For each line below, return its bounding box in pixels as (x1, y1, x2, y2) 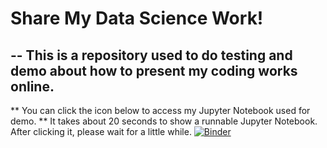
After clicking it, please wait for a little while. (10, 126, 192, 137)
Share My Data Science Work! (10, 7, 264, 30)
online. (10, 78, 55, 95)
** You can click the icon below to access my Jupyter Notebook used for (10, 105, 311, 116)
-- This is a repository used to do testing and (10, 47, 293, 64)
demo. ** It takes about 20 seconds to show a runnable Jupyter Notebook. (10, 115, 318, 127)
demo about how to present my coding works (10, 62, 298, 79)
